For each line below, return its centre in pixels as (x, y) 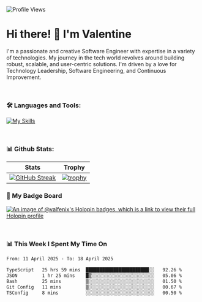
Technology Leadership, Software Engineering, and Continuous (86, 70)
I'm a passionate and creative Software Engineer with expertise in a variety (101, 51)
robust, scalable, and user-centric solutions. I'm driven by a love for (92, 64)
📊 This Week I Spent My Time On (57, 244)
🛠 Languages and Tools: (44, 105)
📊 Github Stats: (30, 149)
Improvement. (24, 77)
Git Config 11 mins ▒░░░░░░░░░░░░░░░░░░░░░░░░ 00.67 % (94, 287)
